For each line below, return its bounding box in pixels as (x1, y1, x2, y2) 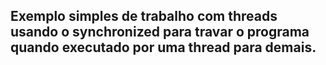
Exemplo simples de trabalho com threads (10, 8, 278, 25)
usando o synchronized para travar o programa (10, 24, 310, 41)
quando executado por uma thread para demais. (10, 39, 317, 56)
